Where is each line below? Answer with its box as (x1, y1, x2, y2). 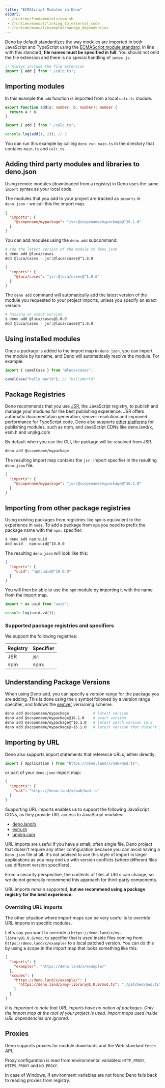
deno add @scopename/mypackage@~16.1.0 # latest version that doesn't (5, 724, 157, 730)
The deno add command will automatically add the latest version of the (5, 292, 147, 298)
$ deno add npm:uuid (5, 537, 48, 542)
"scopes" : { (9, 973, 34, 978)
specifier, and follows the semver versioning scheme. (5, 701, 113, 708)
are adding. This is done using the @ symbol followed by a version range (5, 696, 151, 702)
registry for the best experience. (5, 891, 73, 897)
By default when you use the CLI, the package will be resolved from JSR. (5, 439, 153, 445)
